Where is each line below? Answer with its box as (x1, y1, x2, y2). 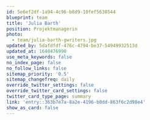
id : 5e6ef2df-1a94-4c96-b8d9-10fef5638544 (6, 8, 116, 15)
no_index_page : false (6, 59, 62, 65)
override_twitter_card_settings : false (6, 88, 108, 94)
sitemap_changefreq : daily (6, 76, 75, 82)
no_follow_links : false (6, 65, 67, 72)
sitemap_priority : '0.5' (6, 71, 70, 77)
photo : (6, 32, 23, 38)
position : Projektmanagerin (6, 25, 78, 32)
